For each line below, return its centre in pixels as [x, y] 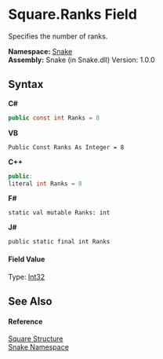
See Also [30, 301]
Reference [25, 321]
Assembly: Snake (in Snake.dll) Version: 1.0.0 [81, 60]
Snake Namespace [38, 347]
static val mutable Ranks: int [59, 213]
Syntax [26, 84]
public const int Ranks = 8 [54, 118]
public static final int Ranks [59, 242]
